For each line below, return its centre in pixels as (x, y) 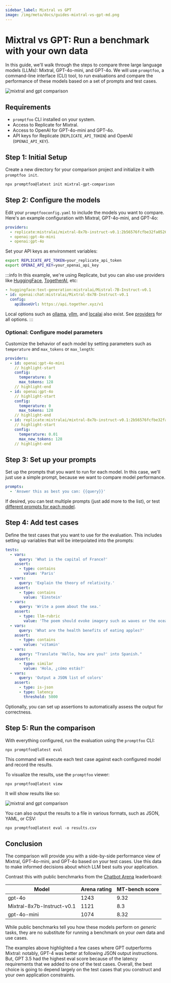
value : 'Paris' (40, 574)
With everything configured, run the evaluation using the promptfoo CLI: (80, 740)
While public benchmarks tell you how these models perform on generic (81, 927)
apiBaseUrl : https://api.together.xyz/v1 (59, 304)
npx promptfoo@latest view (34, 784)
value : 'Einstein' (43, 597)
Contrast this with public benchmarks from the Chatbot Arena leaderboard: (84, 877)
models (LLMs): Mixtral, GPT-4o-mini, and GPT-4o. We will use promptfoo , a (85, 70)
